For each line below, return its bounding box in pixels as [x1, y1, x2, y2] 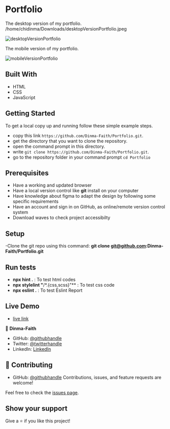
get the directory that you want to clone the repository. [12, 138, 128, 144]
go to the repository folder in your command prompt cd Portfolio [12, 154, 151, 160]
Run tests [5, 263, 36, 271]
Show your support [5, 404, 68, 413]
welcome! [12, 380, 34, 386]
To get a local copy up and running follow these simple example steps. [5, 122, 153, 129]
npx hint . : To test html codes [12, 277, 76, 283]
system [12, 209, 29, 216]
